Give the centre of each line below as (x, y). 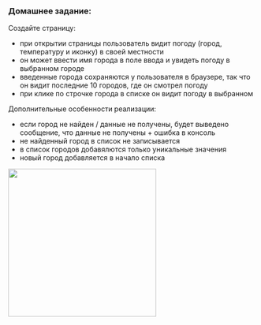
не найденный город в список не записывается (99, 141)
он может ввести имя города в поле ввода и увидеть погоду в (125, 60)
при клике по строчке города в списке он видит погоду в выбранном (136, 94)
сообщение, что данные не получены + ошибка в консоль (117, 133)
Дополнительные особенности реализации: (82, 109)
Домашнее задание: (50, 11)
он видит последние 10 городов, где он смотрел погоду (114, 85)
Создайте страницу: (42, 28)
